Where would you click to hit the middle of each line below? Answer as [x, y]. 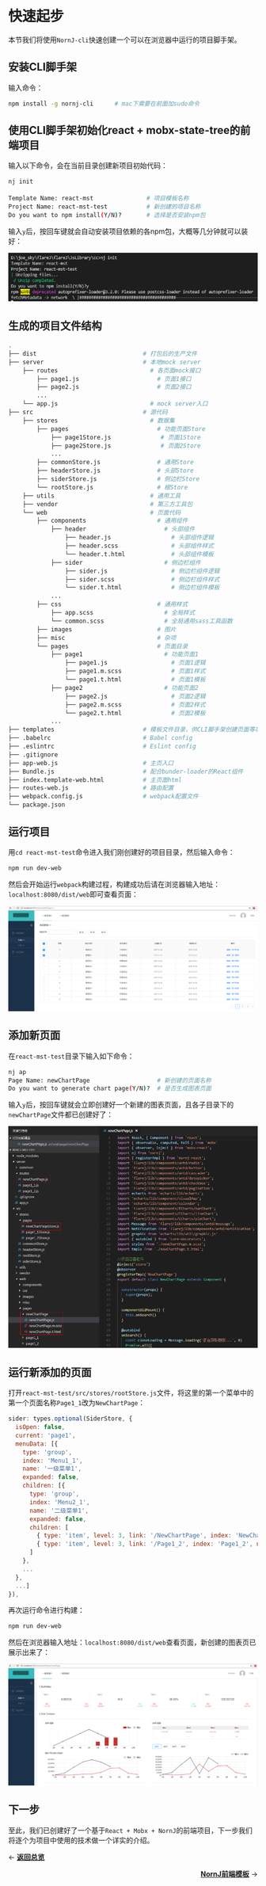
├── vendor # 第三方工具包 [108, 504]
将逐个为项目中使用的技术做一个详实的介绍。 [81, 1840]
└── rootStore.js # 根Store [112, 487]
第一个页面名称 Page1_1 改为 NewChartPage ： [77, 1403]
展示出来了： [29, 1652]
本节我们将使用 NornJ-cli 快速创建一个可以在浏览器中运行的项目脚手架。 [125, 40]
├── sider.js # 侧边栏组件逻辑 [142, 571]
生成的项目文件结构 [55, 326]
